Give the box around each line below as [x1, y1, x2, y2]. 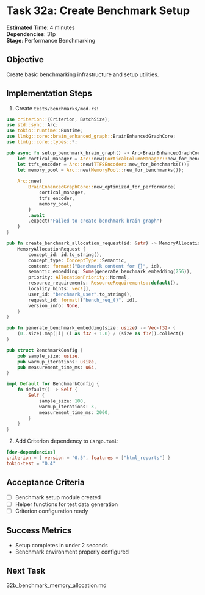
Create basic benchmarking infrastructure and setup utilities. [6, 71, 159, 78]
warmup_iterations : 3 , [38, 404, 97, 410]
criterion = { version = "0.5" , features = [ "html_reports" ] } [6, 455, 171, 461]
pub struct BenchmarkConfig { [6, 347, 84, 354]
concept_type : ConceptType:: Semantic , [28, 257, 127, 263]
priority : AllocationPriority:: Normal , [28, 274, 130, 280]
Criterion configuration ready [15, 507, 88, 515]
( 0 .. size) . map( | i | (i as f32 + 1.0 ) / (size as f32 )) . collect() [17, 330, 184, 337]
